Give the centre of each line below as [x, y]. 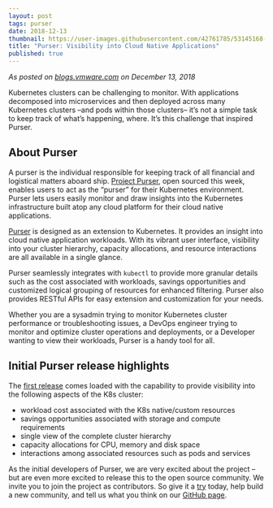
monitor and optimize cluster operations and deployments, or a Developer [132, 332]
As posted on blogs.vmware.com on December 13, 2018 [102, 77]
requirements [42, 427]
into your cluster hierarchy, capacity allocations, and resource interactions [133, 248]
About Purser [43, 152]
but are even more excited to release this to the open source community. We [136, 477]
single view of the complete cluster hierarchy [96, 436]
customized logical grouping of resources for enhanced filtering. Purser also [136, 290]
